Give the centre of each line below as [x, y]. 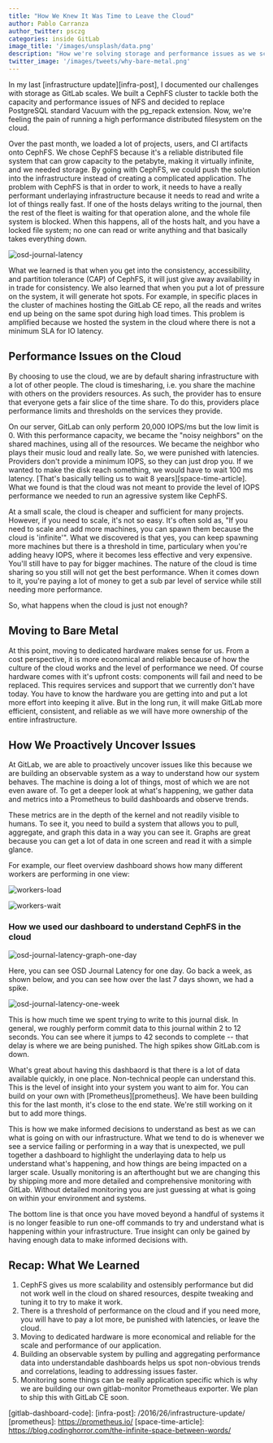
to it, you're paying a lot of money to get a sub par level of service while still [135, 581]
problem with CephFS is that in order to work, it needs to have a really [125, 186]
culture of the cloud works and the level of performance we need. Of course [136, 668]
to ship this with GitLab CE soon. [75, 1397]
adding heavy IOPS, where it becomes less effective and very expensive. [130, 555]
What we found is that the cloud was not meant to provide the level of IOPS [134, 487]
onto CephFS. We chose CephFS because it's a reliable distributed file [126, 152]
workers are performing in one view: [69, 874]
